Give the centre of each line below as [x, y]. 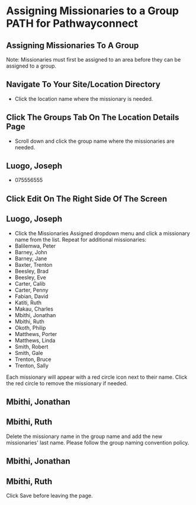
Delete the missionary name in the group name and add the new [84, 436]
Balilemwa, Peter [35, 246]
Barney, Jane [31, 258]
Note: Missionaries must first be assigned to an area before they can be [94, 60]
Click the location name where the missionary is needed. [84, 98]
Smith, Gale [29, 353]
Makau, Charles [34, 309]
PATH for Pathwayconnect [72, 23]
